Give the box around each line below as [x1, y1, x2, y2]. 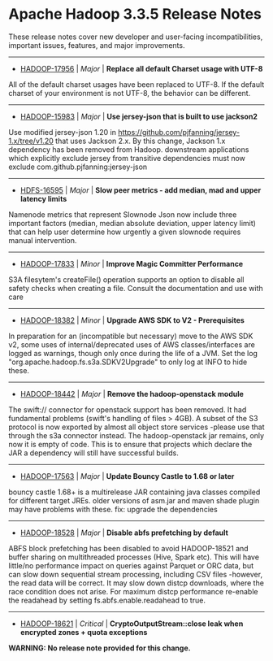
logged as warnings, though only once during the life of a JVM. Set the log [8, 348, 258, 358]
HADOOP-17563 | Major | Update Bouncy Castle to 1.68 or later [19, 471, 235, 481]
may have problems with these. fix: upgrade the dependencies [8, 504, 218, 514]
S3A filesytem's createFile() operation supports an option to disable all [8, 274, 245, 285]
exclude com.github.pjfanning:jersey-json [8, 162, 148, 172]
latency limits [19, 194, 67, 203]
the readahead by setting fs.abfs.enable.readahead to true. [8, 595, 206, 605]
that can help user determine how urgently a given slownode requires [8, 227, 241, 237]
